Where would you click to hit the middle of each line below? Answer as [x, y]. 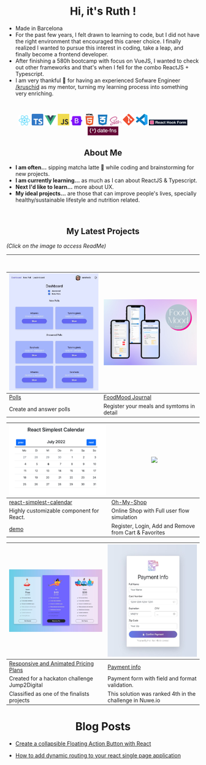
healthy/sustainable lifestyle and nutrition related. [77, 200]
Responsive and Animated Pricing [51, 664]
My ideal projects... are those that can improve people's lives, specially [106, 194]
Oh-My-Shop [129, 502]
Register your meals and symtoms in [149, 406]
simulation [124, 517]
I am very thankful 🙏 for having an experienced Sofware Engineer [98, 80]
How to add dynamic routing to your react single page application [98, 756]
